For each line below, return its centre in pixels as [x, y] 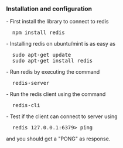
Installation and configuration [49, 9]
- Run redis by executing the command [53, 72]
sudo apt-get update [42, 55]
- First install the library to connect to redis [57, 22]
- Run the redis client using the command [56, 94]
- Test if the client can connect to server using [62, 116]
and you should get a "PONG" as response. [58, 139]
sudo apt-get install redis [52, 61]
